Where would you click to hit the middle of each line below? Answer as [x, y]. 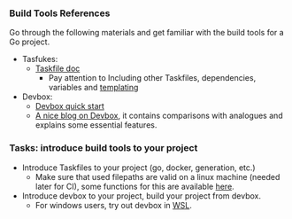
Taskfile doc [58, 68]
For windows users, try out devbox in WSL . [114, 205]
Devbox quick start [69, 106]
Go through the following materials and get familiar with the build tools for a [147, 33]
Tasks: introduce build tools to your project [104, 148]
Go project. [30, 42]
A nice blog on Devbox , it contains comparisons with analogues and [159, 116]
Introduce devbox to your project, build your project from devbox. [142, 196]
